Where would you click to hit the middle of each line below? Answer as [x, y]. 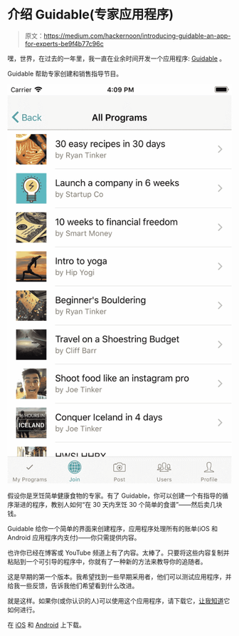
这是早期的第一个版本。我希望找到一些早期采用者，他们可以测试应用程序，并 [119, 576]
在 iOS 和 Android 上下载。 [46, 625]
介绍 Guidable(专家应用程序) [91, 15]
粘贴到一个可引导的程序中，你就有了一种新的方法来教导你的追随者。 [107, 561]
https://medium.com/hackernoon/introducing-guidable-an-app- [137, 36]
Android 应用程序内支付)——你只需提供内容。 [74, 537]
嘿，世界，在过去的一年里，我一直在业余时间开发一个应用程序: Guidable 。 [117, 58]
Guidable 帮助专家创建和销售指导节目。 [65, 73]
